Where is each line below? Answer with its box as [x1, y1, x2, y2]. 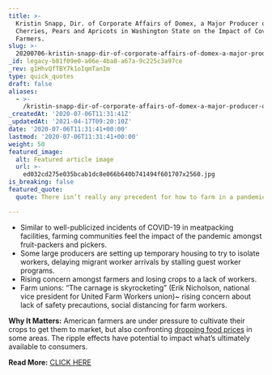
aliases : [8, 87, 38, 96]
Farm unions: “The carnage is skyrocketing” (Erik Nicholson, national [19, 282, 250, 292]
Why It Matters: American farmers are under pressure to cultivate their [8, 316, 245, 325]
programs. [19, 265, 55, 275]
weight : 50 [8, 140, 45, 149]
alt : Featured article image [15, 155, 114, 163]
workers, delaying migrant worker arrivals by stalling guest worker [19, 256, 241, 266]
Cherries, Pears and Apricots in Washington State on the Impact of [15, 27, 252, 35]
